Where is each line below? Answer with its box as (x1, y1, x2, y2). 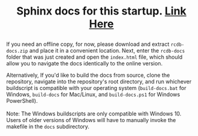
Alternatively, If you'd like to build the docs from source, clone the (6, 71, 170, 79)
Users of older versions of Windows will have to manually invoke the (6, 117, 176, 124)
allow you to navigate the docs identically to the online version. (6, 60, 163, 67)
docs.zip (6, 48, 28, 54)
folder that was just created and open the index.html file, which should (6, 53, 183, 61)
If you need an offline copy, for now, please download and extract (6, 40, 170, 48)
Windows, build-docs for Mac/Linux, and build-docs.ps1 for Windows (6, 91, 180, 98)
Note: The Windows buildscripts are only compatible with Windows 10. (6, 110, 182, 117)
